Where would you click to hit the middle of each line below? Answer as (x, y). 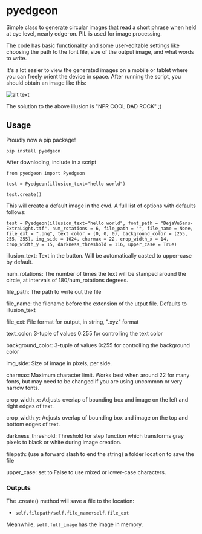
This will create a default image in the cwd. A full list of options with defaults (101, 206)
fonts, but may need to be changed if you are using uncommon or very (94, 381)
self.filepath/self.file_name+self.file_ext (72, 513)
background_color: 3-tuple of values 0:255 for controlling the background (98, 345)
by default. (20, 262)
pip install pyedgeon (34, 151)
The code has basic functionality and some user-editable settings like (93, 45)
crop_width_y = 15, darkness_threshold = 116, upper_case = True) (92, 244)
